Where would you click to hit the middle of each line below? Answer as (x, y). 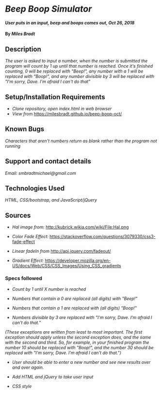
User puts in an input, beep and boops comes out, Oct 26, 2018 (70, 22)
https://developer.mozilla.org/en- (78, 261)
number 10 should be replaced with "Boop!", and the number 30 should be (79, 347)
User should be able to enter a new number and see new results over (81, 362)
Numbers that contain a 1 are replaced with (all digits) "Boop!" (74, 308)
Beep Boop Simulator (49, 9)
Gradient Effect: (28, 261)
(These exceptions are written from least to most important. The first (74, 332)
